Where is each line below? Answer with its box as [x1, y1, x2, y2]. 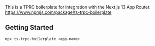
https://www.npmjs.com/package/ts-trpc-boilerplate [5, 9, 112, 15]
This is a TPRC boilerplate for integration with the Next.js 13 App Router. [5, 4, 151, 10]
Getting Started [5, 23, 54, 32]
